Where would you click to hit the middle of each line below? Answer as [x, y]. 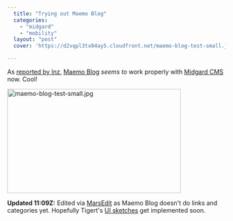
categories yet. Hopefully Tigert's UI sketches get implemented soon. [106, 210]
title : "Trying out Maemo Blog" [60, 14]
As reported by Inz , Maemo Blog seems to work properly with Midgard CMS [115, 72]
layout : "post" [35, 40]
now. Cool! [23, 79]
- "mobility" [38, 33]
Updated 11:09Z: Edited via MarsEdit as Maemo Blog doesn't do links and [112, 203]
